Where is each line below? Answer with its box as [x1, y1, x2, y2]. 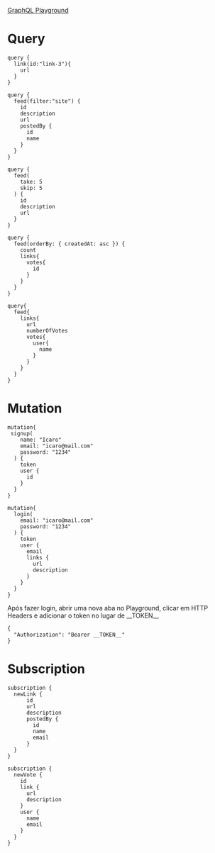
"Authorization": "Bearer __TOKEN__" [13, 631, 126, 638]
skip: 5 [20, 184, 43, 191]
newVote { [13, 771, 43, 779]
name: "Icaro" [20, 436, 62, 443]
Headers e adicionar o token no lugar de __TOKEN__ [7, 611, 159, 620]
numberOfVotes [26, 327, 69, 334]
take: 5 [20, 178, 43, 185]
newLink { [13, 691, 43, 698]
